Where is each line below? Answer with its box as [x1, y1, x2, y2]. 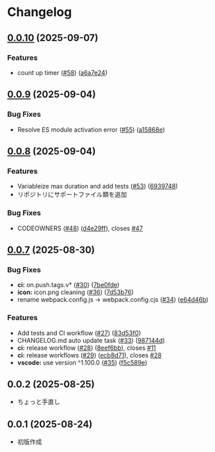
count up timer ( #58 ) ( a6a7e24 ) [17, 68, 108, 76]
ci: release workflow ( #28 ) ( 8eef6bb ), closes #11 [17, 344, 156, 352]
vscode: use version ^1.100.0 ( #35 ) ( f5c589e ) [17, 358, 148, 366]
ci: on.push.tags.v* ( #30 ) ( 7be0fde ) [17, 281, 120, 289]
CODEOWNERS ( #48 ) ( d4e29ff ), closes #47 [17, 224, 144, 232]
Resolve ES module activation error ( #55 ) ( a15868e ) [17, 125, 165, 134]
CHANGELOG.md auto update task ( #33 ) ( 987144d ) [17, 336, 165, 344]
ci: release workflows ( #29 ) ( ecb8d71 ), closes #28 [17, 350, 162, 359]
